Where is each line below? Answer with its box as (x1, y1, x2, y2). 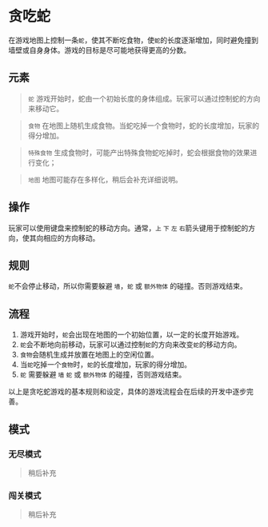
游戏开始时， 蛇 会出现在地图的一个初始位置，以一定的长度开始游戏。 (19, 329, 244, 340)
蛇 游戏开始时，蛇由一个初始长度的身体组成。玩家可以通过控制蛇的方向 (27, 94, 261, 103)
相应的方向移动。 (42, 233, 100, 242)
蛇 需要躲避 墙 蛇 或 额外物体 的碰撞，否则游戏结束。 (19, 369, 186, 380)
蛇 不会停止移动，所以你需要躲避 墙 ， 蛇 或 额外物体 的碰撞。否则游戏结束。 (8, 281, 248, 291)
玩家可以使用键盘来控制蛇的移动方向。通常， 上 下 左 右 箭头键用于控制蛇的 (8, 223, 249, 233)
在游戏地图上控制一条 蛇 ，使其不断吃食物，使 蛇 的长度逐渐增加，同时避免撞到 (8, 35, 258, 45)
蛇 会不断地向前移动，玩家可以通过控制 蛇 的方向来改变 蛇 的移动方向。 (19, 340, 242, 349)
